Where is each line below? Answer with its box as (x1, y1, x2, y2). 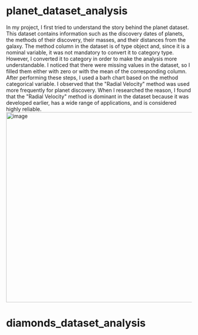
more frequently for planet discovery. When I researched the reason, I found (6, 86, 192, 94)
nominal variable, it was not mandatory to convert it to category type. (6, 49, 174, 56)
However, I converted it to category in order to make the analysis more (6, 55, 177, 62)
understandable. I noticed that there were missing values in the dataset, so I (6, 61, 190, 69)
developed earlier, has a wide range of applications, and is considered (6, 99, 177, 106)
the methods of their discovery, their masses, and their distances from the (6, 36, 186, 43)
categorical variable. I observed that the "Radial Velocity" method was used (6, 80, 190, 87)
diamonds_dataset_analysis (6, 317, 146, 330)
